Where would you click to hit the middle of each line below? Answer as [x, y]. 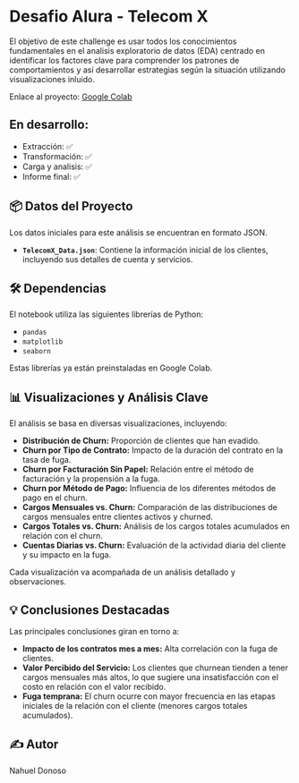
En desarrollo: [49, 125]
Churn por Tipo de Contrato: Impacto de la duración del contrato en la [153, 450]
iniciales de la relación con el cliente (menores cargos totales [135, 706]
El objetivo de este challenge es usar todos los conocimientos [123, 41]
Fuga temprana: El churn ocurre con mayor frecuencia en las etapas [149, 696]
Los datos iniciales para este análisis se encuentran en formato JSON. [138, 232]
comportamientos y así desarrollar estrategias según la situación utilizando [148, 70]
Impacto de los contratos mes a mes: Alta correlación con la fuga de [150, 649]
